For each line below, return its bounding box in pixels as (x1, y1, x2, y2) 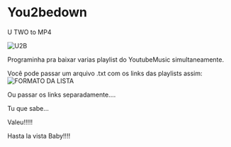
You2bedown (7, 4, 87, 21)
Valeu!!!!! (7, 118, 33, 126)
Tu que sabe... (7, 104, 50, 112)
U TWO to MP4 (7, 28, 52, 36)
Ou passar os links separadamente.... (7, 90, 116, 99)
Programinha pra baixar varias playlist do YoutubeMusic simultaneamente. (7, 55, 225, 64)
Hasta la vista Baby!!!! (7, 131, 71, 140)
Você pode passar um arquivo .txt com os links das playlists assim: (7, 69, 203, 77)
